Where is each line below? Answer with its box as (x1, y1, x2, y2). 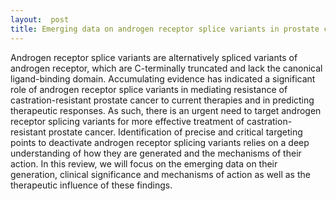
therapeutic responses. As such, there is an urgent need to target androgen (10, 104, 322, 116)
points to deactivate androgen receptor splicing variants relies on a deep (10, 136, 310, 148)
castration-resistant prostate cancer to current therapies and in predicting (10, 94, 315, 106)
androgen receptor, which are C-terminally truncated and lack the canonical (10, 62, 323, 74)
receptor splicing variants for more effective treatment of (10, 115, 245, 127)
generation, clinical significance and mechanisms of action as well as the (10, 168, 311, 180)
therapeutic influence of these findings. (10, 179, 173, 191)
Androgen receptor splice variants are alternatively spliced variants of (10, 51, 298, 63)
